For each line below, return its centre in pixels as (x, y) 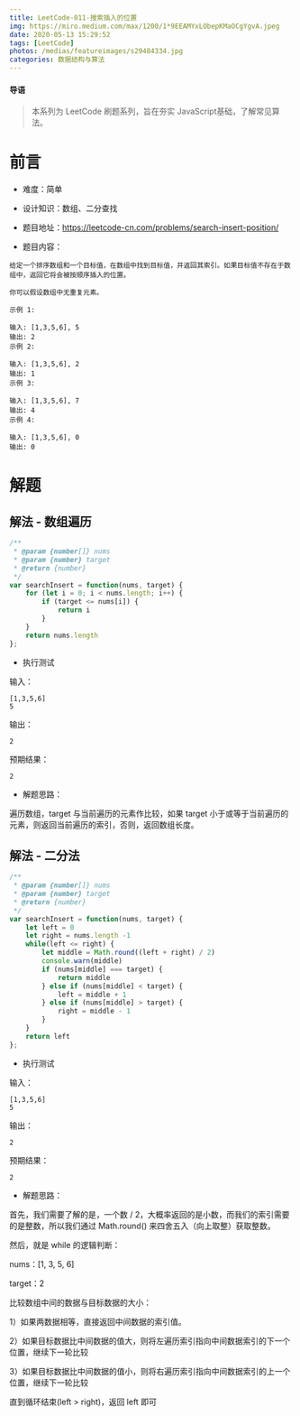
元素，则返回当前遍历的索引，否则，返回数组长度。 (104, 824)
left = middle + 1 (92, 995)
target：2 (27, 1283)
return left (48, 1036)
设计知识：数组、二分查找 (70, 208)
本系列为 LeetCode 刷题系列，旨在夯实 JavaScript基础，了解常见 (152, 111)
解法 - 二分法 (45, 855)
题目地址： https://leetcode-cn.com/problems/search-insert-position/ (150, 227)
